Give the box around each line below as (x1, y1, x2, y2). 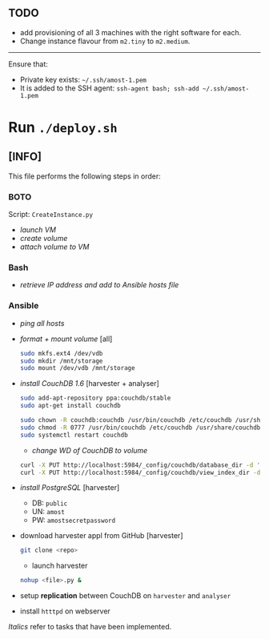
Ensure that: (8, 59, 48, 69)
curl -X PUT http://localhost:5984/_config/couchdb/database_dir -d (19, 460, 254, 469)
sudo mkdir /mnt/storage (19, 356, 103, 365)
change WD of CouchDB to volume (31, 445, 148, 455)
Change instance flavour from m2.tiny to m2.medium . (19, 36, 191, 46)
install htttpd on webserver (19, 606, 110, 616)
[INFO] (8, 150, 42, 163)
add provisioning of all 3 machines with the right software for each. (19, 27, 242, 37)
